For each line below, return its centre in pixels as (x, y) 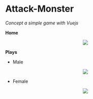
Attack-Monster (40, 9)
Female (20, 81)
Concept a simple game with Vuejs (42, 23)
